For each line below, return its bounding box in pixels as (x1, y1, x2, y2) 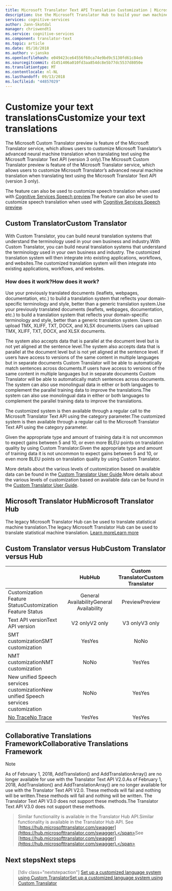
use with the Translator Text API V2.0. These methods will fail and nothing (5, 787, 161, 794)
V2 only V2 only (71, 620, 109, 627)
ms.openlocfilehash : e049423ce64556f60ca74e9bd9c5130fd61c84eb (5, 55, 143, 60)
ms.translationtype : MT (5, 65, 56, 70)
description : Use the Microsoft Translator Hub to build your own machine (5, 12, 168, 17)
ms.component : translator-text (5, 36, 72, 42)
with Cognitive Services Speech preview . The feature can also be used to (5, 193, 159, 199)
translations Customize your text (5, 112, 146, 124)
